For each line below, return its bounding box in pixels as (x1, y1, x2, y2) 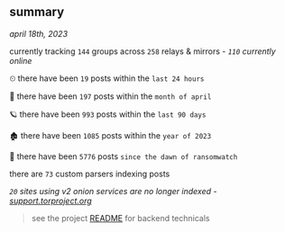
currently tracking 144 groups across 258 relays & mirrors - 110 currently (9, 46, 277, 57)
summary (9, 4, 65, 20)
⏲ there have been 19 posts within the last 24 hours (9, 73, 205, 84)
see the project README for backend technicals (31, 212, 210, 223)
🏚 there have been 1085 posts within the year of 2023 (9, 129, 212, 140)
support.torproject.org (9, 195, 92, 206)
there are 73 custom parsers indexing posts (9, 168, 170, 179)
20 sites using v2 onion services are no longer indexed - (9, 185, 217, 196)
